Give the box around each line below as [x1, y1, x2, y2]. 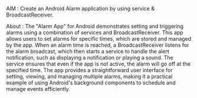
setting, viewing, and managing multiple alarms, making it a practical [6, 73, 173, 80]
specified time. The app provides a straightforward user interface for [6, 67, 173, 73]
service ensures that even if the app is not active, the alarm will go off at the [6, 60, 191, 67]
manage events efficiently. [6, 86, 71, 92]
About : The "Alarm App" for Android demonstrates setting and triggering [6, 23, 184, 30]
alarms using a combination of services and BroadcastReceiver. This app [6, 29, 183, 36]
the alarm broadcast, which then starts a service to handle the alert [6, 48, 169, 55]
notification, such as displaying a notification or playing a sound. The [6, 54, 173, 61]
